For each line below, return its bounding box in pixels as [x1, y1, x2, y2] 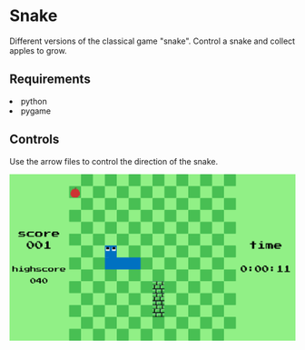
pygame [21, 105, 52, 116]
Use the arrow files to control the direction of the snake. [9, 155, 219, 166]
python [21, 95, 47, 106]
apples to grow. [9, 45, 67, 55]
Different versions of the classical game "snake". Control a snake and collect [9, 35, 296, 46]
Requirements [9, 72, 91, 87]
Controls [9, 132, 60, 147]
